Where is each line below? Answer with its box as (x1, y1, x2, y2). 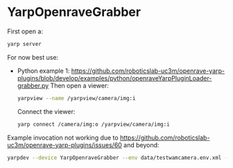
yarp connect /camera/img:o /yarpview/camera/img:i (17, 121, 170, 128)
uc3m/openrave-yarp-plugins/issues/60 (7, 140, 123, 149)
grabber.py (17, 81, 49, 90)
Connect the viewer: (17, 107, 76, 115)
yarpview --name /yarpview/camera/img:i (17, 94, 136, 101)
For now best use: (7, 53, 59, 61)
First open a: (7, 27, 44, 35)
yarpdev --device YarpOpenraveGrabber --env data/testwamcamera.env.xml (7, 154, 222, 161)
